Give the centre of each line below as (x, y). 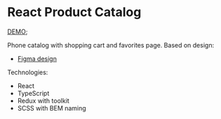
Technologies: (28, 72)
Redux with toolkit (43, 100)
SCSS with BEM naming (52, 108)
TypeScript (33, 93)
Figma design (37, 58)
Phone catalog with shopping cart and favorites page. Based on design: (111, 45)
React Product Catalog (74, 12)
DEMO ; (18, 31)
